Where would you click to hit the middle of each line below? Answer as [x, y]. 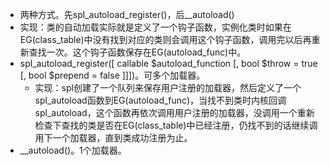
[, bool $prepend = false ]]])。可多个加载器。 [112, 75]
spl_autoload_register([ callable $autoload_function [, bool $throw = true [168, 63]
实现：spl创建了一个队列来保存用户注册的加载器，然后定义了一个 [168, 87]
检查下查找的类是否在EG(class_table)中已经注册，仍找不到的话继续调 [176, 125]
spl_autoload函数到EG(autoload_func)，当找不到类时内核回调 [160, 100]
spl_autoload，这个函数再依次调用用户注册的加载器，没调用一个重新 [174, 112]
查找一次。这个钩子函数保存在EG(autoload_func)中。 [137, 52]
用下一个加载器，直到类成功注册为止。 [113, 137]
